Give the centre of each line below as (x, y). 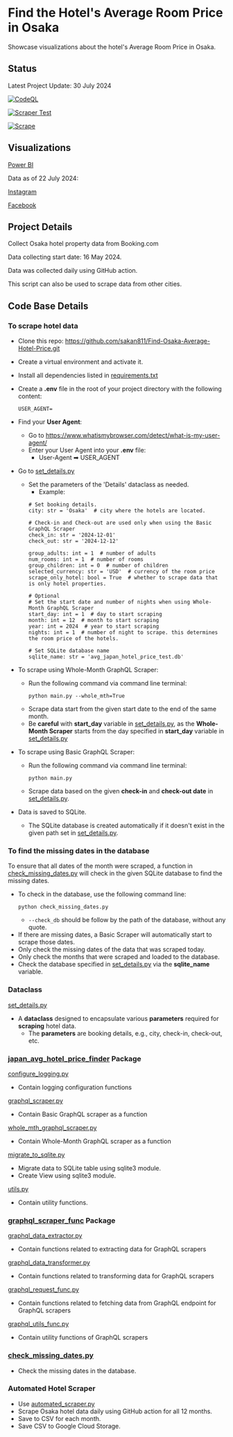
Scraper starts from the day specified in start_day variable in (137, 731)
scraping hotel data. (47, 1026)
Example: (52, 492)
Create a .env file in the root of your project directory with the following (120, 389)
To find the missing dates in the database (79, 850)
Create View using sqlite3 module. (67, 1175)
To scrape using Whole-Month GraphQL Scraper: (88, 670)
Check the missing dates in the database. (77, 1371)
